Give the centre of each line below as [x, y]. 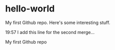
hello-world [30, 9]
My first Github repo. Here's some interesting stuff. [58, 22]
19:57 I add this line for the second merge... [50, 32]
